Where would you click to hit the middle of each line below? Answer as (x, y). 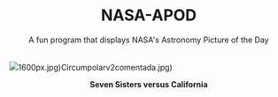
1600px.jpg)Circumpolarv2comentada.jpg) (95, 67)
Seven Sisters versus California (149, 84)
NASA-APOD (149, 15)
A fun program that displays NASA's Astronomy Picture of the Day (149, 40)
